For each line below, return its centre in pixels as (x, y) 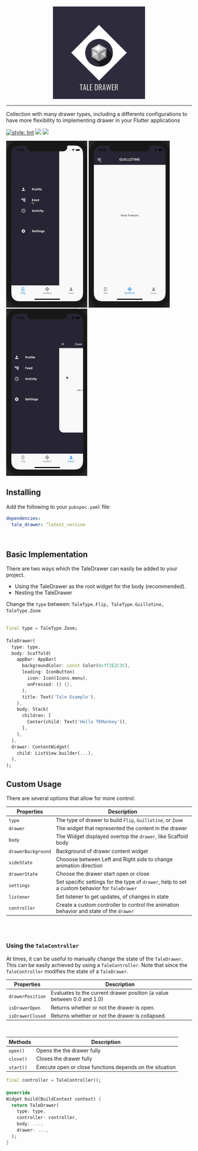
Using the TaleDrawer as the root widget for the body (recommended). (100, 586)
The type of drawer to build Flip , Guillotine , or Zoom (119, 820)
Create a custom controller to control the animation (118, 905)
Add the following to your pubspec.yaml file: (58, 507)
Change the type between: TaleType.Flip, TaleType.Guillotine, (85, 604)
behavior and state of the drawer (95, 911)
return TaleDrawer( (35, 1105)
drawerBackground (30, 852)
